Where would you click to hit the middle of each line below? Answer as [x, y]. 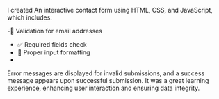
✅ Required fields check [52, 44]
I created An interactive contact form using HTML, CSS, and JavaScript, [110, 10]
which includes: [30, 17]
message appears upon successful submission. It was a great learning [108, 81]
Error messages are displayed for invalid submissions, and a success [106, 73]
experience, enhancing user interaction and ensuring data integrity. [104, 88]
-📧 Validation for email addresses [55, 31]
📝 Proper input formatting [54, 52]
